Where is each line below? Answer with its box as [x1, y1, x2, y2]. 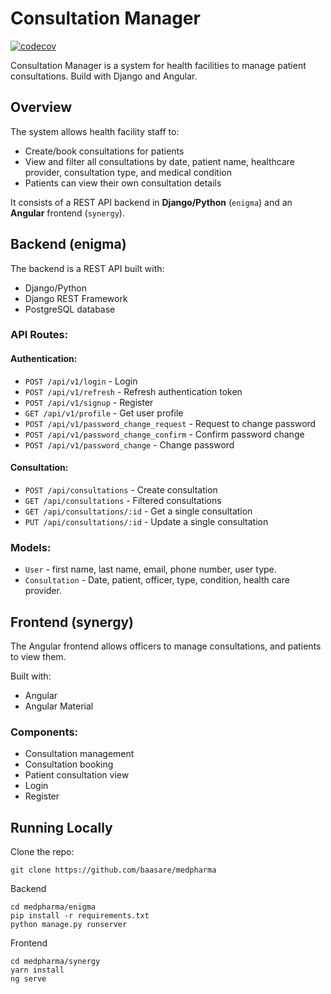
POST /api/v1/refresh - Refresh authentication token [24, 385, 243, 397]
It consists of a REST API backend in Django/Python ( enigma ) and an [10, 196, 293, 208]
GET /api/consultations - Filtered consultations [24, 494, 222, 506]
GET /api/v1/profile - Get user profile [24, 407, 184, 419]
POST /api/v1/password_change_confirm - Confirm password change [24, 428, 305, 440]
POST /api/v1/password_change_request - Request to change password [24, 417, 317, 429]
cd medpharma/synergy [10, 957, 101, 967]
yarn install [10, 965, 65, 976]
